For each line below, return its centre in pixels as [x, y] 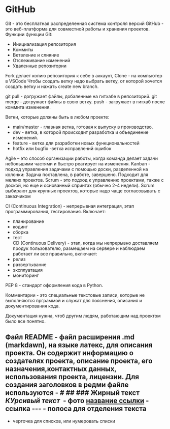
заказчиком [18, 196]
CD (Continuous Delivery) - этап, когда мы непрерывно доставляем [86, 243]
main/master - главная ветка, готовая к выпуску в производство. [83, 127]
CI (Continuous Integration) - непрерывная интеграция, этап [70, 206]
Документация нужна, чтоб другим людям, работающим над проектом [83, 316]
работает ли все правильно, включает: [55, 253]
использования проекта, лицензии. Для [72, 377]
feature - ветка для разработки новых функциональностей [76, 143]
